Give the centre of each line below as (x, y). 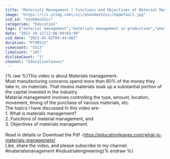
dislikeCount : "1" (25, 57)
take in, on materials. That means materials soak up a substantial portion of (83, 87)
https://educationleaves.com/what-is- (123, 135)
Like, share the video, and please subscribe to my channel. (67, 146)
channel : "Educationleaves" (35, 62)
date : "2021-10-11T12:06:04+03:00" (43, 33)
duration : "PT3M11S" (27, 43)
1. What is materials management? (41, 114)
